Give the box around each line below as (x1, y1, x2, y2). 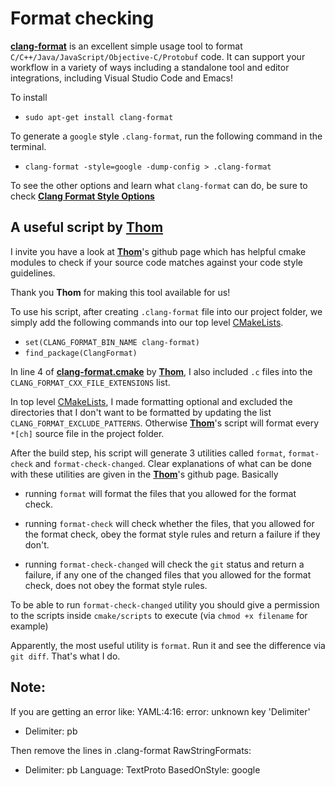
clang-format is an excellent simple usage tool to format (10, 40, 243, 52)
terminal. (10, 140, 47, 152)
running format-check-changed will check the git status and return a (24, 558, 305, 570)
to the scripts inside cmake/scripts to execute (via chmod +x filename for (10, 609, 308, 621)
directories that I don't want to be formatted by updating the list (10, 406, 272, 418)
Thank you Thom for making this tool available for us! (10, 286, 231, 298)
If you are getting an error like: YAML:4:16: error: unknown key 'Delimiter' (10, 705, 311, 717)
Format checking (10, 7, 155, 30)
